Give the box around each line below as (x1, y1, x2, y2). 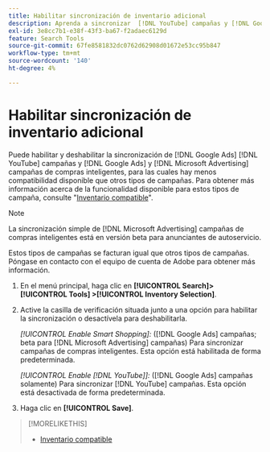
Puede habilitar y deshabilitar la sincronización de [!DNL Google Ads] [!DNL (8, 150, 259, 160)
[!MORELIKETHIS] (27, 418, 88, 428)
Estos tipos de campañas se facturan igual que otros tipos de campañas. (8, 247, 250, 258)
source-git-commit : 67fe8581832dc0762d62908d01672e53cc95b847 (8, 42, 221, 50)
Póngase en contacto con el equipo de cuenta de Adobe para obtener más (8, 256, 256, 266)
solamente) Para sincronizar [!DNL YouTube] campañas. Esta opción (19, 379, 247, 388)
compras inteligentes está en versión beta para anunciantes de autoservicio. (8, 232, 262, 242)
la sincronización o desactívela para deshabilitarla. (19, 313, 187, 323)
